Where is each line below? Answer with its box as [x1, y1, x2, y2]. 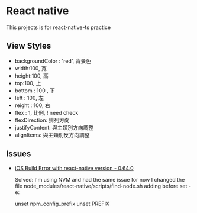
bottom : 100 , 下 [14, 87, 55, 94]
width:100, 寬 [14, 64, 47, 72]
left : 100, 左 [14, 94, 44, 101]
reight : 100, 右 [14, 102, 50, 109]
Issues [6, 149, 31, 159]
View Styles [6, 41, 51, 51]
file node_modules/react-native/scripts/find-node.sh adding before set [14, 182, 188, 189]
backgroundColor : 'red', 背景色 [14, 57, 92, 64]
